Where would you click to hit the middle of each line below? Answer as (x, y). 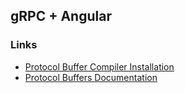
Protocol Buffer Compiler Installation (99, 66)
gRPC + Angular (61, 16)
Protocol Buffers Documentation (91, 77)
